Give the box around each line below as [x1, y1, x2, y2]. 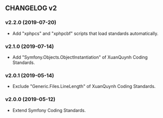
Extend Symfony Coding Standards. [12, 107, 86, 113]
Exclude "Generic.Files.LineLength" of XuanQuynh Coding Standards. [12, 83, 156, 89]
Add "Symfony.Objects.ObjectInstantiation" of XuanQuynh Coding [12, 54, 148, 60]
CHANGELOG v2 [5, 4, 57, 12]
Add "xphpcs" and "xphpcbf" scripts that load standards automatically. [12, 30, 159, 36]
